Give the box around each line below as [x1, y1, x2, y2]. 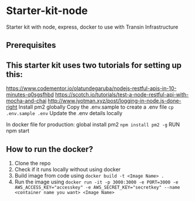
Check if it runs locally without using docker [14, 165, 121, 173]
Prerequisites [6, 40, 56, 50]
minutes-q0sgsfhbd [6, 91, 54, 98]
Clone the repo [14, 160, 51, 167]
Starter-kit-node [6, 4, 88, 18]
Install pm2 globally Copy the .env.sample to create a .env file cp [18, 103, 174, 110]
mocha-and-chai [6, 98, 47, 105]
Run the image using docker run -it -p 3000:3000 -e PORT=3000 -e [14, 178, 179, 185]
